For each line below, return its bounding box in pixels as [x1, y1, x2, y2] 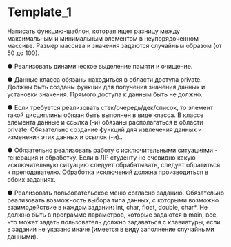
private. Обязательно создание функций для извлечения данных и [7, 125, 202, 133]
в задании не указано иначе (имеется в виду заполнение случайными [7, 225, 215, 233]
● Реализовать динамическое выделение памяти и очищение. [7, 62, 193, 70]
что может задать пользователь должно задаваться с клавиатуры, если [7, 217, 221, 226]
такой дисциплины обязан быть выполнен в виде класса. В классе [7, 111, 204, 119]
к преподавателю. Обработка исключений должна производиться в [7, 168, 209, 176]
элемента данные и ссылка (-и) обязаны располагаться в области [7, 118, 203, 126]
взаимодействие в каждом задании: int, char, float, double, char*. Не [7, 203, 208, 211]
